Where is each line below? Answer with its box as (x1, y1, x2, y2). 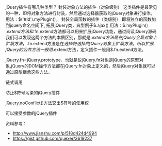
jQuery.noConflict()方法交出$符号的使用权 (5, 100, 89, 106)
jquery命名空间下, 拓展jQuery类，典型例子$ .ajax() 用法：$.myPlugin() (9, 22, 148, 28)
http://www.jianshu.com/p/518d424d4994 (12, 130, 97, 136)
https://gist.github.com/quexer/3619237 (12, 135, 93, 141)
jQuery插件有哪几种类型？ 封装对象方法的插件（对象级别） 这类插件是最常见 (5, 4, 157, 10)
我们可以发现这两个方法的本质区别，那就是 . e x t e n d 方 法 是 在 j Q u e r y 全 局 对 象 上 (5, 34, 157, 40)
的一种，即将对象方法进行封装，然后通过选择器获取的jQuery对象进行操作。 (5, 10, 155, 16)
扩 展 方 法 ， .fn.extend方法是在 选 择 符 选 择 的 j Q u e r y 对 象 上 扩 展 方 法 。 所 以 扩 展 (5, 41, 154, 46)
